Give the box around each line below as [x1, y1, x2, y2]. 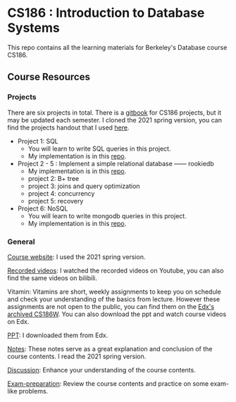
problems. [18, 387, 49, 395]
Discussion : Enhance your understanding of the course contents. [7, 365, 196, 374]
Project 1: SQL [17, 137, 58, 145]
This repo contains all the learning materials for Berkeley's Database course [7, 43, 228, 51]
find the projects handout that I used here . [7, 123, 130, 132]
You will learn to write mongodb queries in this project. [27, 211, 187, 220]
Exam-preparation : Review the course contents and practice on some [7, 379, 209, 388]
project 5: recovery [27, 196, 84, 205]
